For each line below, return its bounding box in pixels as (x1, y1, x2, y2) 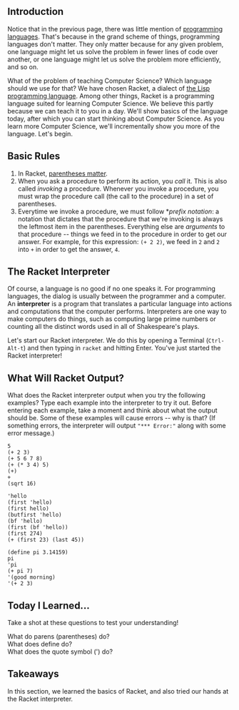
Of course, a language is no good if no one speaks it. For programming (7, 285, 215, 293)
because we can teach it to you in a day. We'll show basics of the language (7, 106, 228, 115)
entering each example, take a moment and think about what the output (7, 406, 218, 415)
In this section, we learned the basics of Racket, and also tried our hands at (7, 686, 229, 695)
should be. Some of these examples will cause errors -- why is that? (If (7, 414, 216, 422)
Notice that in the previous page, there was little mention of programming (7, 24, 223, 33)
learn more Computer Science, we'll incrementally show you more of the (7, 121, 220, 131)
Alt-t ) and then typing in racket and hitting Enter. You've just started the (7, 344, 221, 353)
